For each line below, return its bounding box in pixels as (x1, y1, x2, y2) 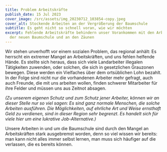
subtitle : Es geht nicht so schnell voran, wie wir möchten (5, 26, 133, 31)
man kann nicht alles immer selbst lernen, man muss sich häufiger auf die (5, 136, 156, 142)
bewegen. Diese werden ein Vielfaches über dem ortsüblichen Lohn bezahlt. (5, 69, 162, 75)
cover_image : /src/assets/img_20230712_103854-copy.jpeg (5, 16, 126, 21)
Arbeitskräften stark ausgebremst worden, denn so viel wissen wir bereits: (5, 131, 158, 137)
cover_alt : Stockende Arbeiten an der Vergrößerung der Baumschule (5, 21, 148, 26)
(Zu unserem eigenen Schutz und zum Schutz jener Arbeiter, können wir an (5, 95, 160, 101)
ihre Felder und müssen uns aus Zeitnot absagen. (5, 85, 106, 91)
